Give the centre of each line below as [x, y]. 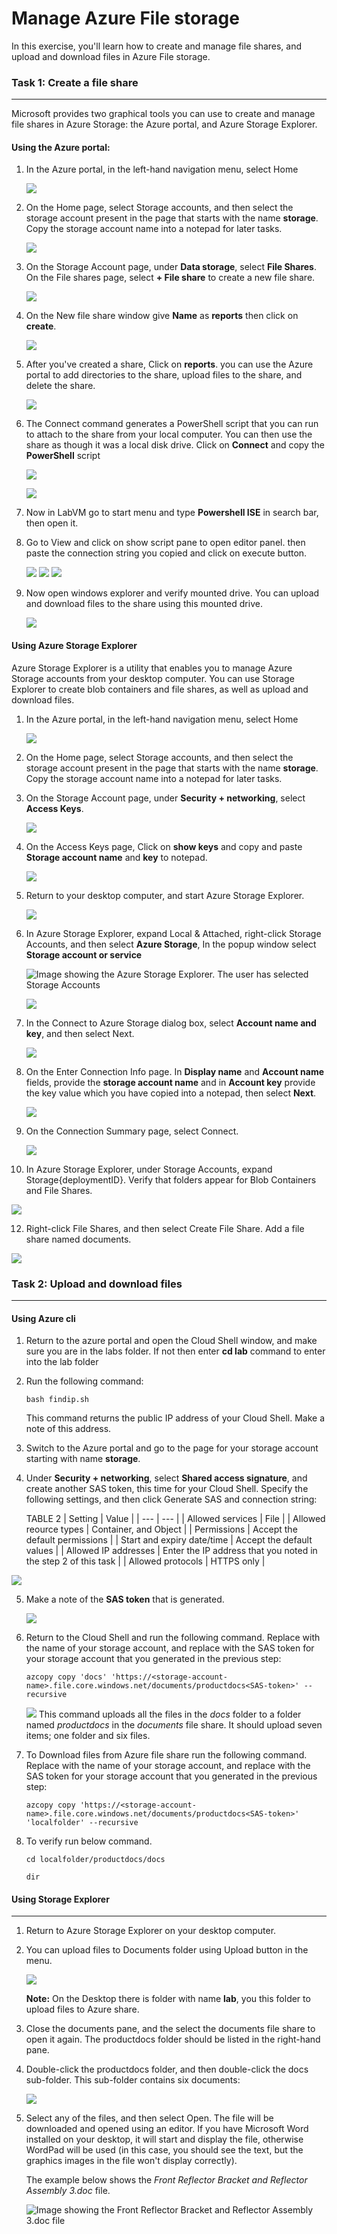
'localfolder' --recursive [82, 1823]
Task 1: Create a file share [75, 82]
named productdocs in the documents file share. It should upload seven [174, 1725]
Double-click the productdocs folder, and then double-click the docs [167, 2069]
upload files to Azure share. [82, 2009]
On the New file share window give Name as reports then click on [162, 316]
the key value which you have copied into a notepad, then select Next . [171, 1093]
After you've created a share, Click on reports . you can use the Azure [169, 364]
